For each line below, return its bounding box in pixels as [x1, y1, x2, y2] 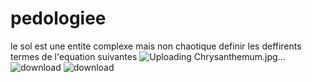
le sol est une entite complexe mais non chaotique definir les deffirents [10, 40, 302, 52]
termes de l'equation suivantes [10, 50, 138, 62]
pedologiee [10, 7, 107, 30]
